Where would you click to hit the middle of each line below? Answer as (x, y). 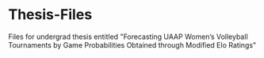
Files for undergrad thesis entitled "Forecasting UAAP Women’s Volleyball (128, 37)
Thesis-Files (50, 15)
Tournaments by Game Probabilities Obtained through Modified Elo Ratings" (132, 44)
